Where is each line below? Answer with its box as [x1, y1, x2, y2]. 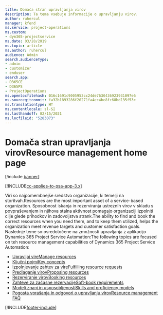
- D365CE [5, 79, 23, 84]
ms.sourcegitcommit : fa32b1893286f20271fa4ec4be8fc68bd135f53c [5, 98, 136, 103]
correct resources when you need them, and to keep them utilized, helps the [5, 218, 158, 224]
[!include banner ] [5, 173, 40, 179]
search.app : [5, 75, 29, 80]
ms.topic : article [5, 43, 42, 48]
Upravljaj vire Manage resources [12, 254, 76, 259]
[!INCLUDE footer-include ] [5, 304, 57, 310]
